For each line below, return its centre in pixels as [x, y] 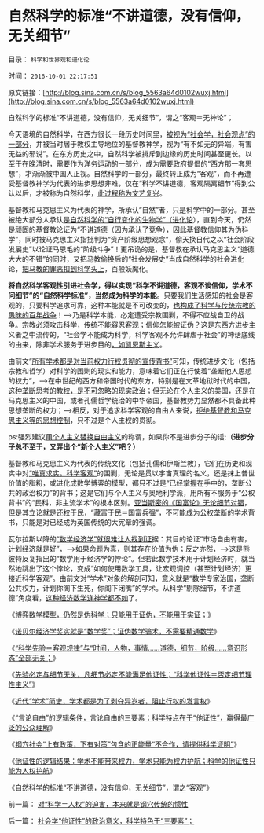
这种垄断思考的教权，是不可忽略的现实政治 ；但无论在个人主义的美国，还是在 [132, 391]
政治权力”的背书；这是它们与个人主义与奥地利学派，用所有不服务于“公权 [138, 493]
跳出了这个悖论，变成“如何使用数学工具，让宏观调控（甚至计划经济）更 [137, 568]
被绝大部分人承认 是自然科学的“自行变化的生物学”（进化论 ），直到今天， [123, 219]
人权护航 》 [39, 770]
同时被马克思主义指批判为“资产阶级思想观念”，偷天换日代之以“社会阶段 [139, 239]
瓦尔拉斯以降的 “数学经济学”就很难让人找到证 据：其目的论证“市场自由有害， [130, 538]
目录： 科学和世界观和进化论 [49, 59]
